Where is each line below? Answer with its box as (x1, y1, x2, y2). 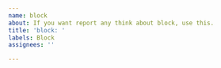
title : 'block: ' (8, 26, 66, 34)
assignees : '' (8, 41, 55, 49)
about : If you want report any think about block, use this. (8, 19, 215, 27)
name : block (8, 11, 48, 20)
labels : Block (8, 33, 55, 42)
